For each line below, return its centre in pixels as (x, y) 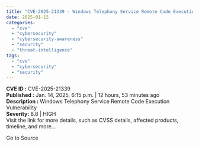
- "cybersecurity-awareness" (47, 39)
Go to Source (22, 138)
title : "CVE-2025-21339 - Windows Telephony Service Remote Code (88, 12)
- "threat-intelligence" (42, 50)
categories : (21, 22)
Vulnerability (22, 108)
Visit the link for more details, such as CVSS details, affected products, (92, 120)
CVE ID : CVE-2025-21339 (38, 89)
